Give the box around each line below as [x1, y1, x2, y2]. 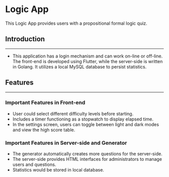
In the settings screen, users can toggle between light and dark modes [12, 121, 159, 127]
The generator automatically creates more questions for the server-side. [12, 151, 162, 157]
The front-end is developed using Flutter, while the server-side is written [12, 58, 163, 64]
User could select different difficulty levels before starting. [12, 110, 134, 116]
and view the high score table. [12, 127, 75, 133]
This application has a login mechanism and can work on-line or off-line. [12, 53, 163, 59]
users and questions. [12, 161, 56, 167]
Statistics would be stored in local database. [12, 167, 105, 173]
